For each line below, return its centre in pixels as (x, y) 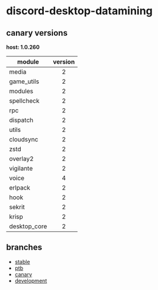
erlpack (20, 187)
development (31, 280)
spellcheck (24, 101)
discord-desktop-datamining (80, 11)
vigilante (21, 168)
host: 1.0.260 (23, 47)
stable (22, 261)
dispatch (21, 120)
